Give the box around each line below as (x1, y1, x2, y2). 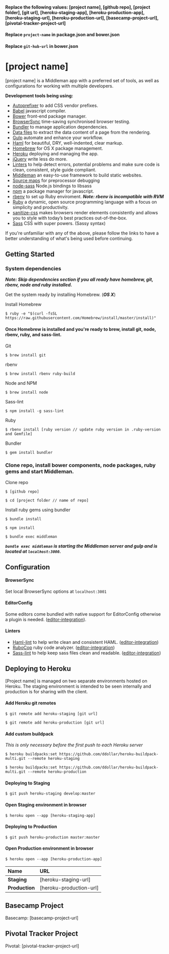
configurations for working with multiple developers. (5, 83, 114, 89)
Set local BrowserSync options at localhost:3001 (5, 588, 107, 594)
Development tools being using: (5, 92, 73, 98)
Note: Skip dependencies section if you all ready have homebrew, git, (5, 276, 153, 282)
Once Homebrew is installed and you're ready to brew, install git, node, (5, 326, 156, 332)
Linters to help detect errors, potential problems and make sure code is (12, 161, 160, 167)
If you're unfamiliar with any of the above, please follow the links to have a (5, 230, 159, 236)
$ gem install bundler (5, 450, 53, 455)
